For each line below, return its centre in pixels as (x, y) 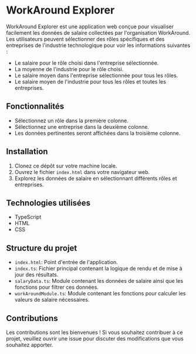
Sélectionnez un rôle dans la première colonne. (72, 121)
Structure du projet (42, 248)
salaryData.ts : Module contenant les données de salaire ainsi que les (99, 281)
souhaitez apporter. (30, 345)
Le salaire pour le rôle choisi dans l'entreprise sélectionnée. (87, 63)
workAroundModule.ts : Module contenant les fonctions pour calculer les (100, 293)
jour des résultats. (36, 275)
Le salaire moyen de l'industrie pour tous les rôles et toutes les (90, 81)
